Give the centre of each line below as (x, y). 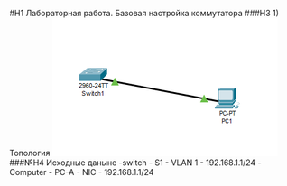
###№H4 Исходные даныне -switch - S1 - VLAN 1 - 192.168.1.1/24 (133, 163)
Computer (28, 172)
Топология (30, 153)
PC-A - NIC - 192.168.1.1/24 (104, 172)
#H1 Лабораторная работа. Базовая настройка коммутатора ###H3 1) (144, 13)
